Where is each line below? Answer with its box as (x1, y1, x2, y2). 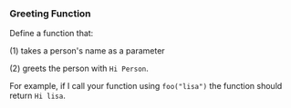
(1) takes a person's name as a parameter (9, 45, 166, 56)
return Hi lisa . (9, 90, 66, 102)
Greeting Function (9, 7, 91, 20)
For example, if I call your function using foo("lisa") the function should (9, 81, 283, 92)
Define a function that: (9, 28, 94, 39)
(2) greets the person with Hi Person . (9, 63, 149, 74)
